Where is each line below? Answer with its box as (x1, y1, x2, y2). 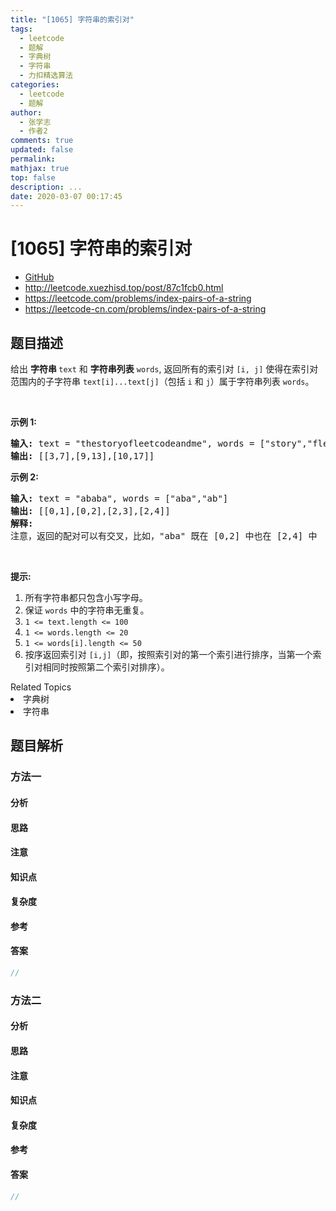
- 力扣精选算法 (19, 71, 74, 81)
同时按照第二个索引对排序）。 (51, 661, 170, 673)
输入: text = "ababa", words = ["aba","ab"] (10, 493, 229, 504)
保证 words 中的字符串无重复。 (24, 604, 150, 616)
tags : (10, 24, 33, 34)
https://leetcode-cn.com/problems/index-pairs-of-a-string (24, 303, 267, 315)
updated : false (10, 145, 74, 155)
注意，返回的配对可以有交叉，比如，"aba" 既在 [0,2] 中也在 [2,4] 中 (10, 531, 318, 541)
